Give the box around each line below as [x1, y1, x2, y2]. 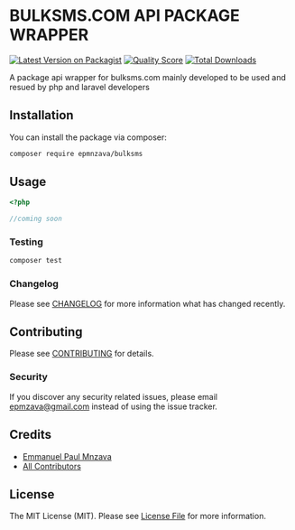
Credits [9, 427, 52, 442]
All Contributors [22, 460, 81, 471]
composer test [9, 256, 63, 265]
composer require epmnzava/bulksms [9, 149, 143, 158]
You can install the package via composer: [9, 132, 167, 143]
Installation [9, 107, 74, 123]
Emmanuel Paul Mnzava [22, 451, 113, 461]
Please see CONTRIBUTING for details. [9, 349, 155, 359]
